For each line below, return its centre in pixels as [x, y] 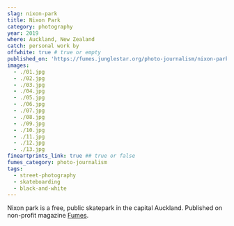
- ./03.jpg [29, 85]
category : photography [40, 26]
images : [18, 65]
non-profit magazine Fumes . [48, 216]
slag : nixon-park [32, 14]
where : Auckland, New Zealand [51, 40]
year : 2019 [23, 33]
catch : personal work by [43, 46]
